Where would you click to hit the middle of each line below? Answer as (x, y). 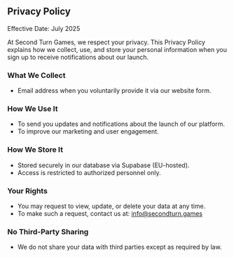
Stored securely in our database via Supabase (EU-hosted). (103, 165)
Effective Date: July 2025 (44, 28)
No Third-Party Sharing (48, 231)
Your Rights (27, 191)
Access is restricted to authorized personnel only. (89, 172)
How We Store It (35, 150)
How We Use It (33, 109)
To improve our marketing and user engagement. (88, 131)
